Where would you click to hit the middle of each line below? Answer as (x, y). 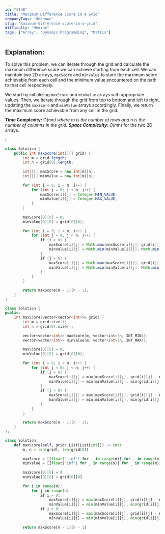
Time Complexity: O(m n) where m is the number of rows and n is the (75, 120)
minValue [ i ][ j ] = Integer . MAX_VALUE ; (79, 199)
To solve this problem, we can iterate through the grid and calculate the (77, 64)
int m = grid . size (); (45, 322)
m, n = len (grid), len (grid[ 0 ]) (56, 450)
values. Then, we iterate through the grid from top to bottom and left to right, (82, 100)
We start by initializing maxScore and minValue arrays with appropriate (75, 94)
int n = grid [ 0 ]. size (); (48, 327)
